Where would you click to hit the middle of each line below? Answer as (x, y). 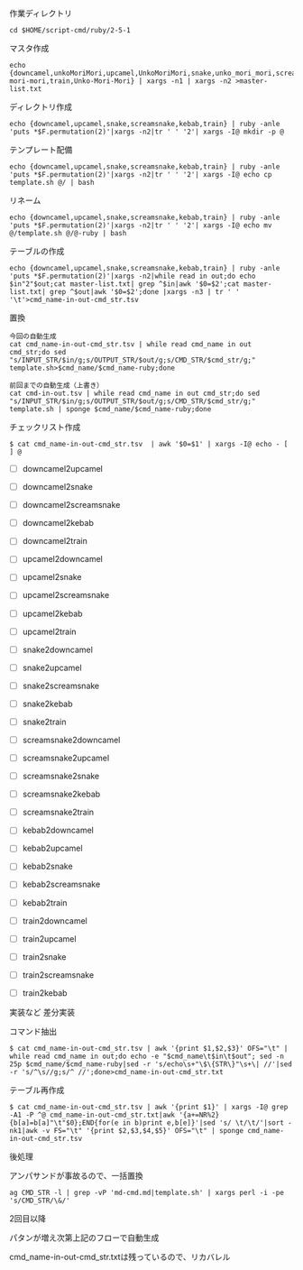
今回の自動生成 (33, 336)
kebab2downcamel (58, 830)
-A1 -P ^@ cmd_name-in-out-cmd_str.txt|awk (92, 1115)
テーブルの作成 (37, 251)
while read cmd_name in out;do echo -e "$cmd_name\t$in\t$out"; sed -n (147, 1056)
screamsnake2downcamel (71, 740)
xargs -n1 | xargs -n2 (189, 81)
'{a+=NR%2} (199, 1115)
